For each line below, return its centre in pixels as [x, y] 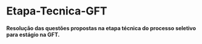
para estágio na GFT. [33, 34]
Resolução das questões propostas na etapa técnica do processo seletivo [101, 28]
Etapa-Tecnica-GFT [57, 11]
